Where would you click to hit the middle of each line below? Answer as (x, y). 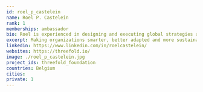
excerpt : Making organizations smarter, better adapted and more (90, 40)
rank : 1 (16, 23)
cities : (16, 74)
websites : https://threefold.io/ (48, 51)
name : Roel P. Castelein (37, 18)
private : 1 (20, 79)
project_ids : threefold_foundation (51, 62)
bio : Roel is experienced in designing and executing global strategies (100, 34)
